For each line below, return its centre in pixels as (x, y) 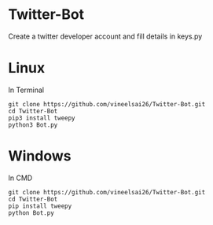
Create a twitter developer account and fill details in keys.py (105, 36)
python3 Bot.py (33, 125)
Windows (40, 156)
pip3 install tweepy (42, 118)
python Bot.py (31, 213)
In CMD (20, 178)
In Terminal (26, 90)
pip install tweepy (40, 206)
